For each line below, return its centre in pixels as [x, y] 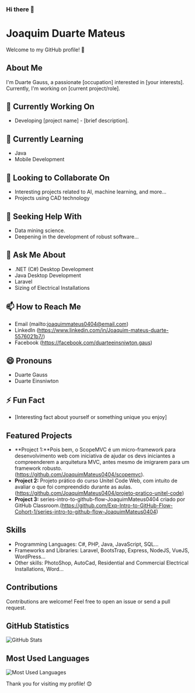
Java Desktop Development [48, 275]
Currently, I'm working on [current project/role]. [63, 88]
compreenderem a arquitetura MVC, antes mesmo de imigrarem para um [102, 462]
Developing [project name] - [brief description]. [72, 121]
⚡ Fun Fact [25, 400]
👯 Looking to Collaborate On [58, 178]
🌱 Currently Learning [45, 139]
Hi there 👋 [20, 9]
